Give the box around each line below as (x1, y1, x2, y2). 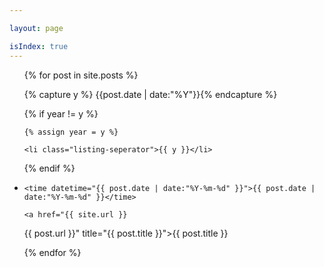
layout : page (9, 23, 64, 33)
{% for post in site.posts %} (23, 69, 139, 81)
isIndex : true (9, 41, 69, 51)
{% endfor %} (23, 246, 82, 258)
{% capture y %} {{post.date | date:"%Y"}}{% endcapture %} (23, 88, 278, 100)
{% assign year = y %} (23, 127, 119, 137)
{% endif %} (23, 162, 76, 174)
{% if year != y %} (23, 107, 99, 120)
